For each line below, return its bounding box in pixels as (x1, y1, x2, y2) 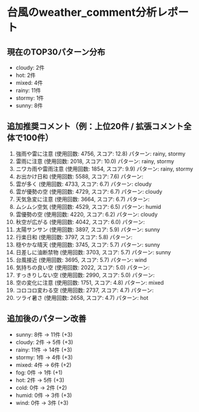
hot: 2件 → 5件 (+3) (15, 376, 64, 383)
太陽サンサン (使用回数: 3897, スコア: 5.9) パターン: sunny (15, 226, 160, 233)
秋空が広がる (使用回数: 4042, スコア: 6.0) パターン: (15, 218, 145, 225)
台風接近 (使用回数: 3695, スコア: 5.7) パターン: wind (15, 256, 147, 263)
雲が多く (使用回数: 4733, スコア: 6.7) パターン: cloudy (15, 180, 152, 187)
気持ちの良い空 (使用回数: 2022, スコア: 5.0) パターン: (15, 263, 150, 271)
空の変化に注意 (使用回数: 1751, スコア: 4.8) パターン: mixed (15, 279, 164, 286)
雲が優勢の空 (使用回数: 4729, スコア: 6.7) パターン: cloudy (15, 187, 163, 195)
